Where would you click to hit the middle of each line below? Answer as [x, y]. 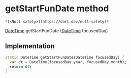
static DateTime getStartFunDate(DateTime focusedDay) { [65, 57]
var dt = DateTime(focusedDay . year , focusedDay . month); [68, 62]
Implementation [30, 46]
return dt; [21, 67]
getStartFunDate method [57, 9]
